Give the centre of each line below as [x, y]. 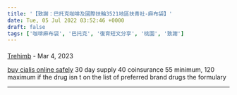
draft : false [26, 27]
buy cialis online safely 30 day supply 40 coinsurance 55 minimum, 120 [111, 69]
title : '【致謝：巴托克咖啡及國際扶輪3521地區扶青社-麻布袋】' [90, 14]
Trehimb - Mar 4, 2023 [41, 56]
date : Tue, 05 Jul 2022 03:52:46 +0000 [66, 20]
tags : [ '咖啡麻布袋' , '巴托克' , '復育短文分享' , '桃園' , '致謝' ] [96, 33]
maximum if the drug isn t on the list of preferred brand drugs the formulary [117, 77]
